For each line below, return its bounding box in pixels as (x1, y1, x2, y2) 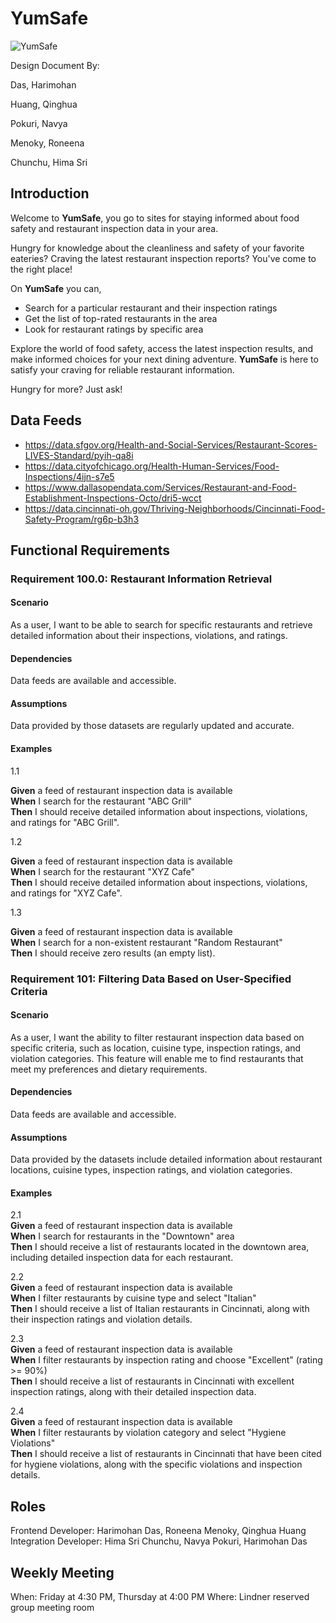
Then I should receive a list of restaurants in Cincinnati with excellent (10, 1375, 295, 1387)
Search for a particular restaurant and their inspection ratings (24, 302, 278, 314)
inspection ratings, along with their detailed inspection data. (10, 1386, 257, 1398)
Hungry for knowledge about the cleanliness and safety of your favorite (10, 242, 305, 254)
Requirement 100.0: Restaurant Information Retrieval (10, 572, 273, 586)
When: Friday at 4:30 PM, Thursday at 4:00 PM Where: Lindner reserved (10, 1591, 310, 1603)
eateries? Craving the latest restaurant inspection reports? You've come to (10, 252, 317, 264)
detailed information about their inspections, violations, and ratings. (10, 630, 288, 642)
